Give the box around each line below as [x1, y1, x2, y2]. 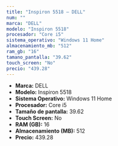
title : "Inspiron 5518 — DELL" [6, 9, 86, 15]
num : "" [6, 15, 26, 21]
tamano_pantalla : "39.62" [6, 54, 72, 60]
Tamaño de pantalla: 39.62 [15, 108, 84, 116]
